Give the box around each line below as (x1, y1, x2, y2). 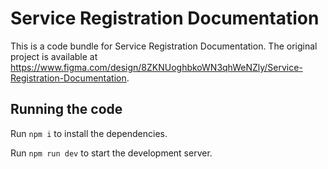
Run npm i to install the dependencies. (10, 127, 168, 139)
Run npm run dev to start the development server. (10, 147, 213, 159)
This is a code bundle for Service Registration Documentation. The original (10, 40, 318, 52)
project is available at (10, 50, 98, 62)
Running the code (10, 101, 123, 118)
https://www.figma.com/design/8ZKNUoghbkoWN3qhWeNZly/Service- (10, 61, 303, 73)
